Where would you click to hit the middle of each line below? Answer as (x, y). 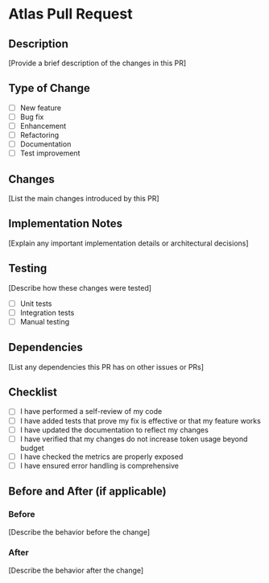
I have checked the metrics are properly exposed (101, 457)
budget (32, 448)
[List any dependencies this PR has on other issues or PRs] (106, 366)
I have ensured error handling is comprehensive (99, 465)
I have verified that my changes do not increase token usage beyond (134, 439)
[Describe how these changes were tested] (80, 287)
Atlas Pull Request (70, 14)
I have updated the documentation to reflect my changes (114, 430)
